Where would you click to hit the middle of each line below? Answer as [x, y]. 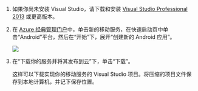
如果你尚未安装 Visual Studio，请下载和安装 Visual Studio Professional [100, 9]
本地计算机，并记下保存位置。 [60, 82]
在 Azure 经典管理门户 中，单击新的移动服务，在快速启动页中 [87, 29]
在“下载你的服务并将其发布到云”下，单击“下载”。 [73, 61]
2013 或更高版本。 [35, 16]
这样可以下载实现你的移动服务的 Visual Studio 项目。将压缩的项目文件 [99, 74]
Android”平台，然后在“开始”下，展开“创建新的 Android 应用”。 [97, 37]
